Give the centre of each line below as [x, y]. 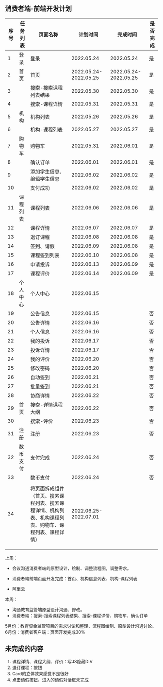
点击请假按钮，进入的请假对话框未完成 [50, 680]
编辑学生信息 [45, 179]
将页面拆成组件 [47, 488]
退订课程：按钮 [27, 668]
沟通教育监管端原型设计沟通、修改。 [48, 609]
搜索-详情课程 [47, 405]
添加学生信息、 [47, 172]
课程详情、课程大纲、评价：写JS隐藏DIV [52, 661]
